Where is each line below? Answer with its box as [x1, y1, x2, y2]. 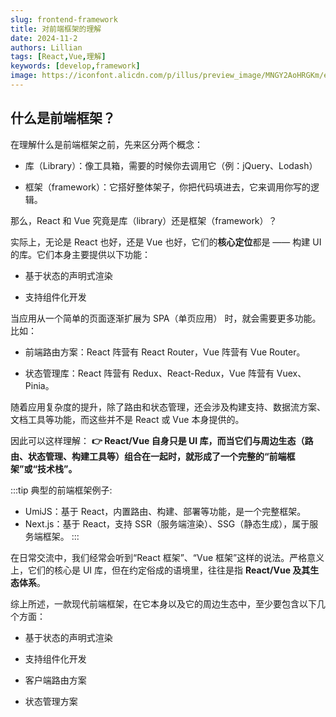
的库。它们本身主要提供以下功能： [10, 248, 151, 260]
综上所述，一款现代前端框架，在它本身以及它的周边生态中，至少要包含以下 [10, 597, 317, 610]
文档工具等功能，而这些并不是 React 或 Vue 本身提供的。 [10, 413, 245, 425]
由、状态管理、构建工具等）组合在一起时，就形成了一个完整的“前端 [10, 450, 287, 462]
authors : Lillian [10, 42, 83, 53]
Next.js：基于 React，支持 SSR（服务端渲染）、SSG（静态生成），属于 [24, 517, 310, 530]
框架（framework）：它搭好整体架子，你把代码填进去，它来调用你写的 [24, 181, 312, 193]
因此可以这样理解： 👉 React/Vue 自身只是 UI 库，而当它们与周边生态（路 [10, 434, 314, 446]
